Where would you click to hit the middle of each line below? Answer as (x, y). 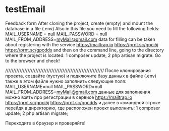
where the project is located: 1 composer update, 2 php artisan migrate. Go (83, 55)
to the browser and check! (33, 60)
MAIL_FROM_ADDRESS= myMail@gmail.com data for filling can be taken (80, 39)
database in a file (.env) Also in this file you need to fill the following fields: (82, 28)
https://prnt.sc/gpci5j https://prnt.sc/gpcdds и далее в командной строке (83, 102)
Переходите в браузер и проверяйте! (45, 123)
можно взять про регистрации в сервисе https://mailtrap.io (69, 97)
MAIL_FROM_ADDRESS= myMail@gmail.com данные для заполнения (78, 92)
